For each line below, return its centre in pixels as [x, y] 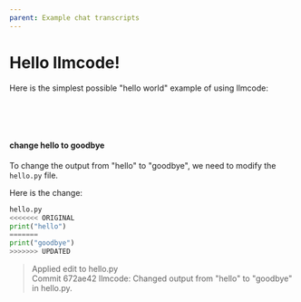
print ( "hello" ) [38, 226]
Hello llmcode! [65, 62]
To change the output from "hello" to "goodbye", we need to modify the [143, 165]
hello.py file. [34, 175]
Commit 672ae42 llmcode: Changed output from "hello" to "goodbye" [162, 278]
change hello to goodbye [57, 145]
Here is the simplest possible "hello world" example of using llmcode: [139, 88]
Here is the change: [46, 192]
